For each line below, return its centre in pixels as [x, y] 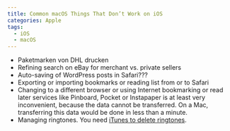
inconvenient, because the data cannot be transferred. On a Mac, [113, 105]
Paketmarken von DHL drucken [63, 60]
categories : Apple [34, 20]
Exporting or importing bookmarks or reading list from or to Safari [113, 82]
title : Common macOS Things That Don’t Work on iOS [85, 14]
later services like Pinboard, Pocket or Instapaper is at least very [111, 98]
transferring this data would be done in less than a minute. [102, 113]
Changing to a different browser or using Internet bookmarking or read [120, 90]
